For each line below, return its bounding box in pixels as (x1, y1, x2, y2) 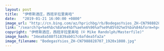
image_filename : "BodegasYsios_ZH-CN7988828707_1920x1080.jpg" (5, 39, 137, 44)
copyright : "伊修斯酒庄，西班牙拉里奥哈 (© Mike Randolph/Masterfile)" (5, 30, 144, 34)
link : (5, 25, 16, 30)
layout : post (5, 7, 32, 12)
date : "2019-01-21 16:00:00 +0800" (5, 16, 82, 21)
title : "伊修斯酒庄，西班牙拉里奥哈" (5, 12, 75, 17)
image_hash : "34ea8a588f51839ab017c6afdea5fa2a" (5, 34, 106, 39)
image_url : (5, 20, 27, 26)
